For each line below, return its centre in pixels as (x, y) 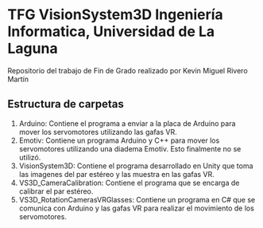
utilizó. (30, 157)
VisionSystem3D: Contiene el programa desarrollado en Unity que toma (136, 166)
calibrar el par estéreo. (56, 191)
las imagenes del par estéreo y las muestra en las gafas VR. (117, 174)
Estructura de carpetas (66, 104)
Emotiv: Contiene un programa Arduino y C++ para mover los (119, 140)
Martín (18, 79)
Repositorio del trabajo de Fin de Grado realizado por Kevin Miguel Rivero (128, 70)
